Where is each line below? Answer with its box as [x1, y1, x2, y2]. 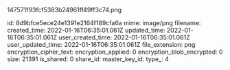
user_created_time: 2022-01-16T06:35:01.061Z [58, 33, 190, 41]
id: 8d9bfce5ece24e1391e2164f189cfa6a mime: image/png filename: [7, 19, 201, 27]
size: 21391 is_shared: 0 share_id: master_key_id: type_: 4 [7, 55, 170, 63]
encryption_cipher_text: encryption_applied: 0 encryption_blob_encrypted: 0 [7, 48, 223, 56]
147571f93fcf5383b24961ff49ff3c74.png [7, 6, 122, 14]
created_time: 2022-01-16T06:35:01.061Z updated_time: [7, 27, 165, 34]
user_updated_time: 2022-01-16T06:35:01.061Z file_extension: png [7, 41, 196, 48]
